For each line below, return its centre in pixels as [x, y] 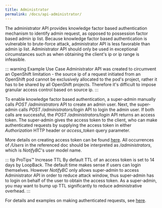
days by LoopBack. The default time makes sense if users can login [73, 165]
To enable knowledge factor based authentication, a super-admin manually [81, 99]
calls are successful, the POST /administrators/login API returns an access [80, 115]
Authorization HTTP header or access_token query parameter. [68, 130]
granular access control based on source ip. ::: [52, 90]
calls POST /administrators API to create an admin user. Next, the [71, 104]
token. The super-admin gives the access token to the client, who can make [81, 120]
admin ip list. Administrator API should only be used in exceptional [71, 49]
